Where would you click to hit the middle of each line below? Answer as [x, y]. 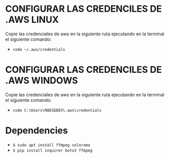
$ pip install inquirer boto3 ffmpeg [53, 150]
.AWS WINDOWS [42, 81]
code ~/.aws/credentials [39, 49]
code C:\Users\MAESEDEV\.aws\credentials [57, 110]
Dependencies [37, 131]
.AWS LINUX [32, 20]
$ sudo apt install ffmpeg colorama [51, 145]
